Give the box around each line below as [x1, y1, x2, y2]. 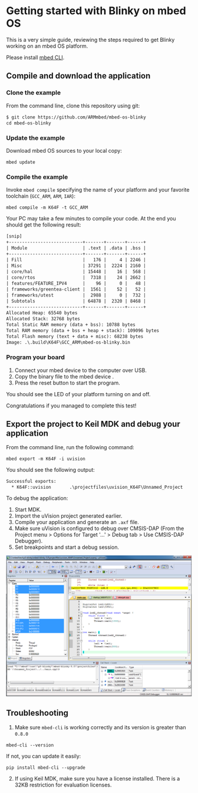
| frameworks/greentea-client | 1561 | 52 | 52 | [6, 287, 146, 292]
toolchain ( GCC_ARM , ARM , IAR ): [6, 193, 75, 200]
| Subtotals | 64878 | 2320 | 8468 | [6, 298, 146, 304]
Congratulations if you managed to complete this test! [6, 402, 137, 409]
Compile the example [6, 173, 68, 181]
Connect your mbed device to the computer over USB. [14, 367, 147, 374]
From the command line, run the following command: [6, 444, 134, 451]
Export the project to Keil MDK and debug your [6, 419, 181, 429]
